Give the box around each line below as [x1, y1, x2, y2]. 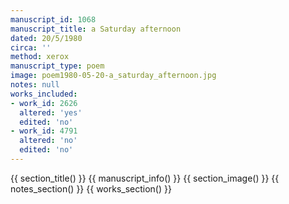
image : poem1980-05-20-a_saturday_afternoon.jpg [10, 71, 217, 81]
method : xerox [10, 52, 70, 62]
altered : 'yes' [19, 107, 83, 118]
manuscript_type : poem [10, 61, 105, 71]
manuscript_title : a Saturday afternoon [10, 24, 182, 34]
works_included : [10, 89, 78, 99]
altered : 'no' [19, 136, 78, 146]
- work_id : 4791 [10, 126, 78, 136]
